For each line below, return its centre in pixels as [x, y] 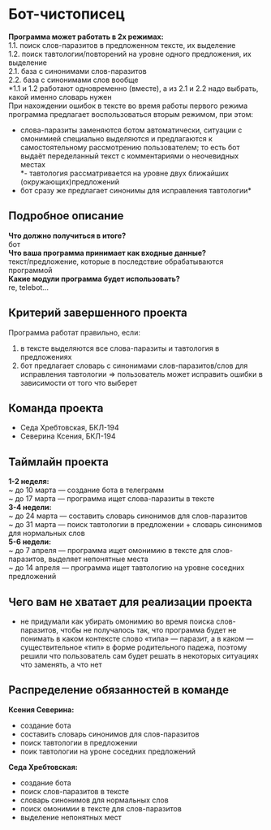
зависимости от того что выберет [79, 383]
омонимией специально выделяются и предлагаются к [116, 138]
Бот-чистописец [67, 14]
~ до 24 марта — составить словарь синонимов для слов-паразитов [128, 516]
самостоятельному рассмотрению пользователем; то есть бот [130, 147]
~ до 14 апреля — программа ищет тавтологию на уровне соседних [127, 568]
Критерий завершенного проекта [98, 313]
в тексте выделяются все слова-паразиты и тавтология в [120, 348]
